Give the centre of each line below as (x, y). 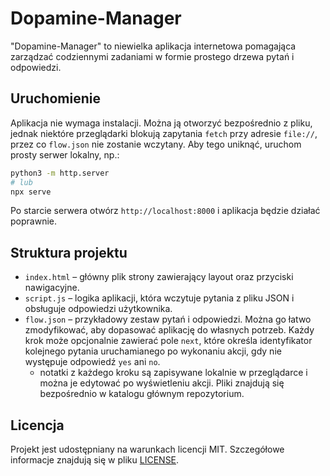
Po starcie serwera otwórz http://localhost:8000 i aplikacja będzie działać (165, 211)
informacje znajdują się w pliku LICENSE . (95, 460)
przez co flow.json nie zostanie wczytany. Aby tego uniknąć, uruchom (156, 144)
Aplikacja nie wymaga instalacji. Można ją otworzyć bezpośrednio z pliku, (161, 123)
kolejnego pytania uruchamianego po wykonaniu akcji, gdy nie (153, 351)
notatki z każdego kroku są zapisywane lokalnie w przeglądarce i (173, 373)
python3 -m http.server (60, 173)
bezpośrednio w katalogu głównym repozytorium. (142, 394)
